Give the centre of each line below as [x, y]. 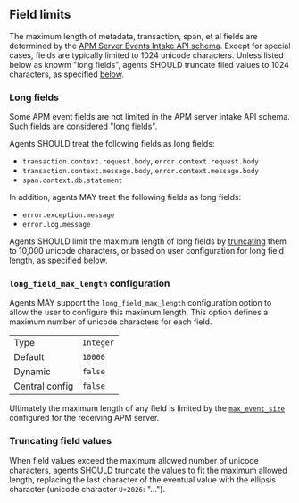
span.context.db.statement [72, 181]
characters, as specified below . [67, 74]
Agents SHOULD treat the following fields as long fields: [112, 144]
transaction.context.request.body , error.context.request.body [141, 161]
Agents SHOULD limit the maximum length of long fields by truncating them [148, 241]
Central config [44, 386]
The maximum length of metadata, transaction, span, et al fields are [133, 36]
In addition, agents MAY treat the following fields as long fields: [125, 197]
